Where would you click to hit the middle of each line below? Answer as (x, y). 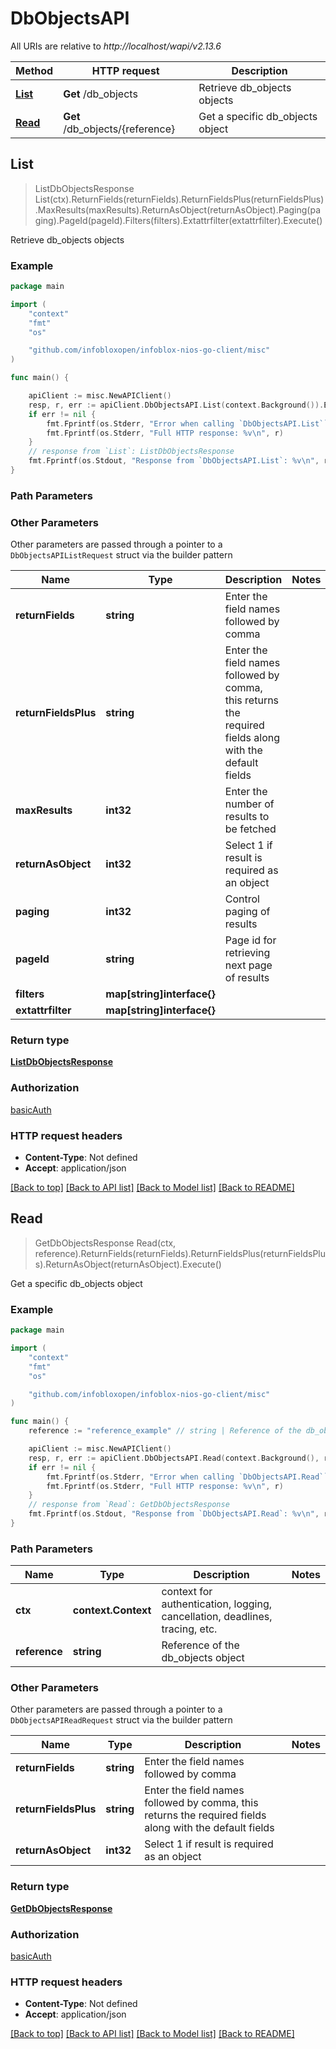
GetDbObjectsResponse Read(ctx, (105, 1243)
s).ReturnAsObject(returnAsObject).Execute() (128, 1264)
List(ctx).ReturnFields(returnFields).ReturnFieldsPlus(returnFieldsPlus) (179, 199)
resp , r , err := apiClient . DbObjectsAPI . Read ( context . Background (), (174, 1458)
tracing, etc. (189, 1629)
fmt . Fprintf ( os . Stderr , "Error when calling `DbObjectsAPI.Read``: (189, 1477)
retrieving (247, 953)
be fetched (250, 829)
